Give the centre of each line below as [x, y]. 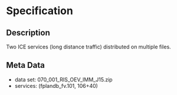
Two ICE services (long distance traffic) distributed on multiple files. [88, 47]
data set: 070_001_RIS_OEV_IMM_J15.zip [64, 79]
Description [28, 33]
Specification [40, 11]
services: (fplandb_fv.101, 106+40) [56, 86]
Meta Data [26, 65]
